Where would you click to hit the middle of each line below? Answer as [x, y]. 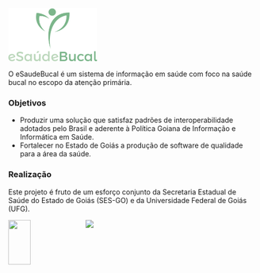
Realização [30, 175]
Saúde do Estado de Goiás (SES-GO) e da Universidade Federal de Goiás [128, 200]
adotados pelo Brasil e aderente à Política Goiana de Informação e [128, 129]
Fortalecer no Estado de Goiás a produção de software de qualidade [131, 145]
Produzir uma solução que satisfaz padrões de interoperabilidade [126, 120]
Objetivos [27, 102]
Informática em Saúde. [57, 137]
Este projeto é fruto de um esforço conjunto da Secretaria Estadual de [122, 192]
